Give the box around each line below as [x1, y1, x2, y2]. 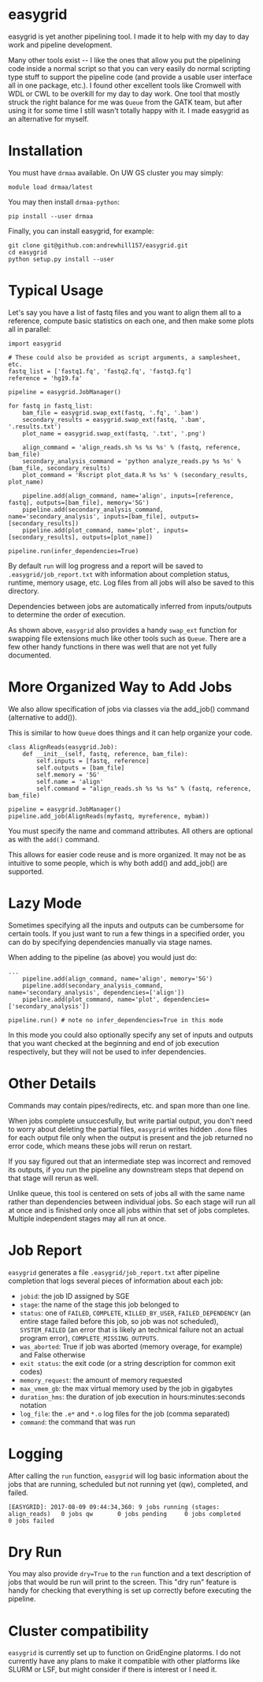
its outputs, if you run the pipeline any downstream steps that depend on [8, 1165, 244, 1174]
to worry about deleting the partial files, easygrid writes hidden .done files [8, 1124, 248, 1134]
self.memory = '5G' [36, 770, 101, 779]
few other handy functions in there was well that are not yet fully [8, 642, 217, 651]
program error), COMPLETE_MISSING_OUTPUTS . [19, 1333, 159, 1342]
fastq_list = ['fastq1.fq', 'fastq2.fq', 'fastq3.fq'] [8, 367, 192, 375]
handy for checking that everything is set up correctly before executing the [8, 1586, 252, 1595]
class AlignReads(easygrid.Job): [8, 743, 118, 751]
